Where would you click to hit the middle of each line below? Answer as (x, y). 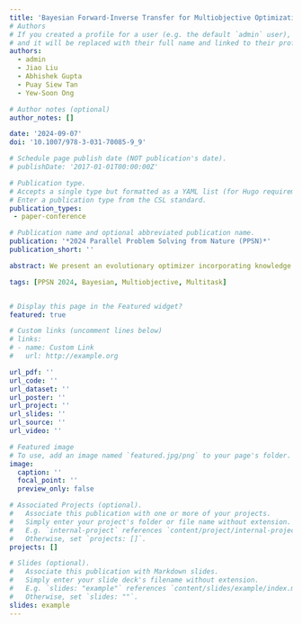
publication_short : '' (52, 249)
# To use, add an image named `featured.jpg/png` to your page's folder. (151, 456)
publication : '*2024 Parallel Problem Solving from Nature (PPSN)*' (140, 241)
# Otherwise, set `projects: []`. (78, 538)
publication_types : (46, 208)
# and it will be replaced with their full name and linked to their (142, 43)
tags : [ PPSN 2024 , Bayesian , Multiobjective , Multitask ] (118, 282)
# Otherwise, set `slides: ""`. (74, 597)
